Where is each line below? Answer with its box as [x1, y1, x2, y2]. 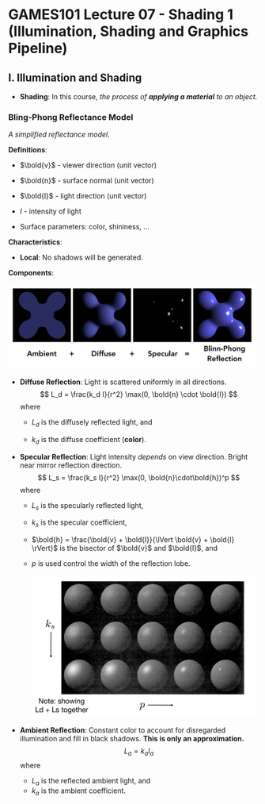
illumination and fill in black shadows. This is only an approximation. [19, 733, 244, 743]
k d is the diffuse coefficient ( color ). [31, 434, 146, 446]
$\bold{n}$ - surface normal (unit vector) [19, 176, 154, 186]
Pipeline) [8, 40, 68, 57]
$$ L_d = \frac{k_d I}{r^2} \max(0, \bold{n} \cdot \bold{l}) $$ [40, 390, 238, 399]
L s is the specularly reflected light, [31, 500, 144, 512]
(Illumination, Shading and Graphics [8, 22, 249, 40]
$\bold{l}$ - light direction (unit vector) [19, 191, 147, 201]
